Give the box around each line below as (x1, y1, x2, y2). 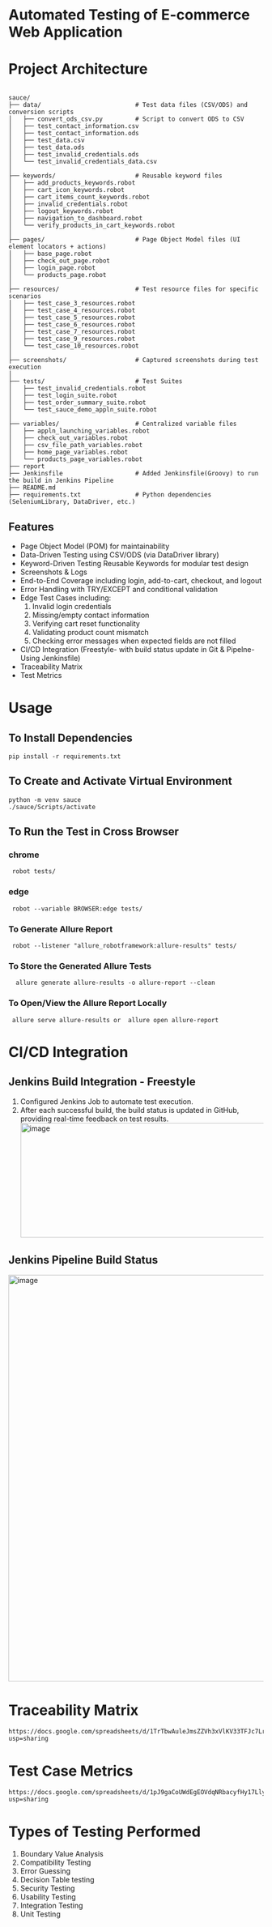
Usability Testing (19, 1892, 77, 1902)
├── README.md (8, 484, 57, 492)
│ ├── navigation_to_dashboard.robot (8, 215, 143, 223)
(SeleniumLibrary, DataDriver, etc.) (8, 498, 136, 506)
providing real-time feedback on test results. (19, 1114, 169, 1123)
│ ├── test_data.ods (8, 143, 85, 151)
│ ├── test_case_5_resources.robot (8, 313, 136, 322)
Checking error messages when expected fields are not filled (32, 636, 236, 646)
